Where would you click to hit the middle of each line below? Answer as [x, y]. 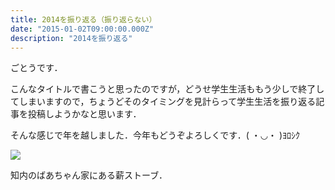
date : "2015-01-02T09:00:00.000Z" [82, 29]
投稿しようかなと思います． [84, 114]
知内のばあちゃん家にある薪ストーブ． [89, 175]
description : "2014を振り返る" [71, 38]
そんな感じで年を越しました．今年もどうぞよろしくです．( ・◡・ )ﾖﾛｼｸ [155, 135]
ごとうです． [36, 68]
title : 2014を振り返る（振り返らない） [83, 19]
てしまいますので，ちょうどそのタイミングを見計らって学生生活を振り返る [163, 102]
